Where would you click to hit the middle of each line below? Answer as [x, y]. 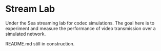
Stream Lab [30, 9]
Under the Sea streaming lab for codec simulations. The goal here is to [80, 23]
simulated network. [26, 34]
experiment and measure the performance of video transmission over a [81, 28]
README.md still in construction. [40, 43]
